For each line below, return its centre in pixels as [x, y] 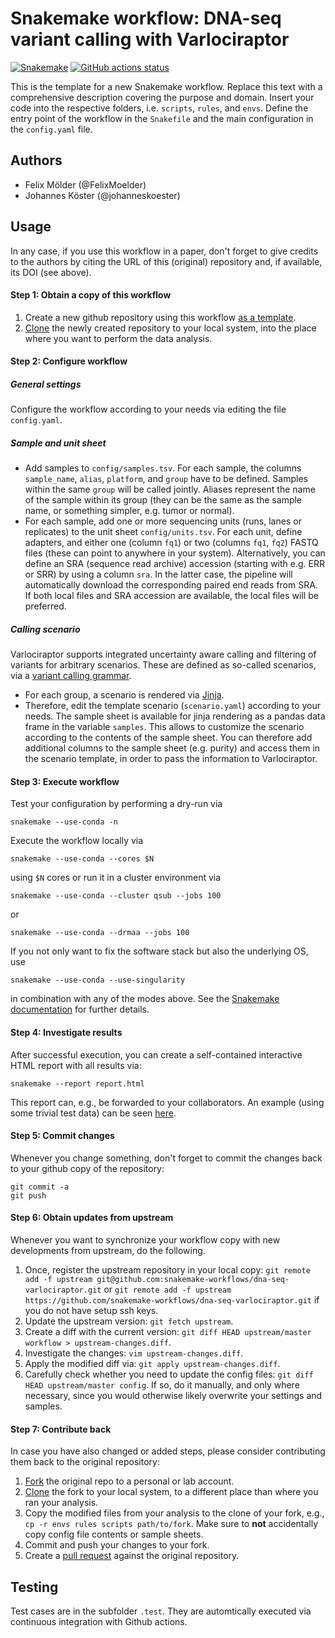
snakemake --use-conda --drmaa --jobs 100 [100, 933]
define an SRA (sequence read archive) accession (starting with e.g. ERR [174, 564]
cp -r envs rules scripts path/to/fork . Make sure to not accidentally [171, 1524]
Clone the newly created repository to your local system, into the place [170, 328]
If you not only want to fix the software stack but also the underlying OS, [159, 951]
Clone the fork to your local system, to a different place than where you [171, 1492]
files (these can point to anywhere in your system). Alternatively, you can [175, 553]
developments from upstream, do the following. [108, 1251]
